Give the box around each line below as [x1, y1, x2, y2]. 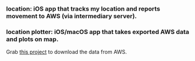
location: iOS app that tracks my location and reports [6, 5, 160, 13]
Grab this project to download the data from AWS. [6, 49, 127, 56]
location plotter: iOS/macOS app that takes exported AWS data [6, 28, 190, 36]
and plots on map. [6, 35, 59, 43]
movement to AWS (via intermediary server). [6, 12, 137, 20]
